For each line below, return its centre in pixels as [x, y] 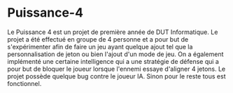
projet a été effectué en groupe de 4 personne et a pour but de [98, 39]
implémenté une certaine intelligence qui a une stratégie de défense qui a [113, 61]
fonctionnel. [24, 83]
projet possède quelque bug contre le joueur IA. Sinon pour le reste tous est [116, 76]
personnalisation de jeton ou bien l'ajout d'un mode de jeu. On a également [115, 54]
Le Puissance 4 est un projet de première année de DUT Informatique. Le [113, 32]
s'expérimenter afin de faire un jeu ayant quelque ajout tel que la [100, 46]
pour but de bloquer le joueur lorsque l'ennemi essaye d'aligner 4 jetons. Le [116, 69]
